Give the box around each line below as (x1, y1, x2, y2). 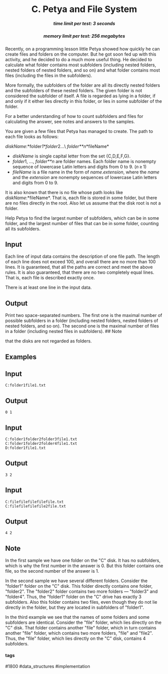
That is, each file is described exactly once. (5, 275, 95, 281)
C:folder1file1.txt (5, 383, 46, 388)
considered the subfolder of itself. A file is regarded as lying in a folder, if (5, 93, 155, 99)
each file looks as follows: (5, 133, 59, 139)
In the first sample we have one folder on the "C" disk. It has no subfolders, (5, 558, 161, 564)
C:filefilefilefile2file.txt (5, 503, 66, 509)
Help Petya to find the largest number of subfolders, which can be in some (5, 215, 159, 221)
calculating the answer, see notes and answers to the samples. (5, 118, 135, 124)
